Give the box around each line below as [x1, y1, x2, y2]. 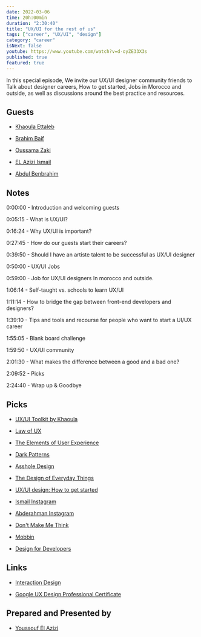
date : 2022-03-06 [6, 9, 50, 15]
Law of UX [15, 427, 42, 435]
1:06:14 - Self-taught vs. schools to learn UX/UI [6, 286, 124, 294]
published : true [6, 54, 47, 60]
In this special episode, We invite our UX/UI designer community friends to [6, 77, 193, 84]
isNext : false [6, 43, 42, 49]
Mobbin [15, 533, 35, 540]
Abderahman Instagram [15, 509, 74, 517]
